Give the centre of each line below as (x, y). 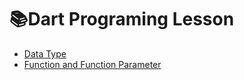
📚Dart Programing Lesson (122, 19)
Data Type (45, 53)
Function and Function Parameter (92, 64)
